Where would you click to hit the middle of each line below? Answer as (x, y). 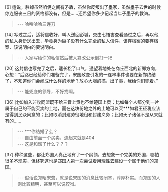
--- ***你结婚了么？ (38, 132)
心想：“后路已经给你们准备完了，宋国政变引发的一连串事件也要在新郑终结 (81, 75)
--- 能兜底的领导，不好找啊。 (47, 92)
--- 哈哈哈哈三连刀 (36, 24)
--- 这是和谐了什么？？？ (43, 144)
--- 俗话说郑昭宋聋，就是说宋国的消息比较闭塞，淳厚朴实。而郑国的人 (89, 178)
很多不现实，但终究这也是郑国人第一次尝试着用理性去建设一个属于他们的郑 (82, 161)
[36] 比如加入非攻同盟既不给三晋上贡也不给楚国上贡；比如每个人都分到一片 (82, 102)
